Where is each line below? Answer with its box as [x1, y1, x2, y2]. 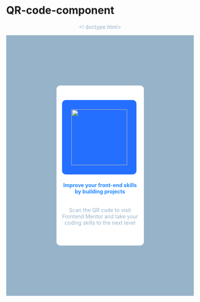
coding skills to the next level [64, 219, 136, 226]
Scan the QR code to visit [68, 206, 132, 213]
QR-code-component [6, 4, 115, 17]
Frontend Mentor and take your [61, 213, 139, 220]
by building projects [74, 188, 126, 195]
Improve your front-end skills [63, 181, 137, 188]
